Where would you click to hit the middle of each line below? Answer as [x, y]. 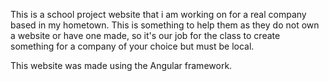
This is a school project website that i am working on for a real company [158, 14]
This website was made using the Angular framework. [121, 65]
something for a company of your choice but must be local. [132, 46]
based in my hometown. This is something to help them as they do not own [165, 25]
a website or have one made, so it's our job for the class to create [145, 35]
